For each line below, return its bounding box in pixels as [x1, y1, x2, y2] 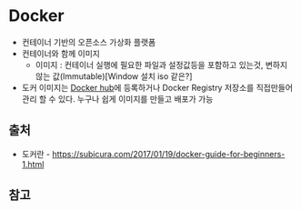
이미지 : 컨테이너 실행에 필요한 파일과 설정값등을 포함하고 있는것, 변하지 [35, 59, 288, 70]
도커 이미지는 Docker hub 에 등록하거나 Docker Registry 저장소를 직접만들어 [21, 82, 293, 93]
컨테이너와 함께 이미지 [21, 47, 101, 59]
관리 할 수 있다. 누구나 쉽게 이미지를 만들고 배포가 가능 [21, 93, 214, 105]
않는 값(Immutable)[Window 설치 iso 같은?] [35, 70, 193, 82]
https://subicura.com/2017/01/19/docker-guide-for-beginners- [52, 148, 286, 159]
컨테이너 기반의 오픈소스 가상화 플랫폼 [21, 36, 156, 47]
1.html [21, 158, 45, 169]
